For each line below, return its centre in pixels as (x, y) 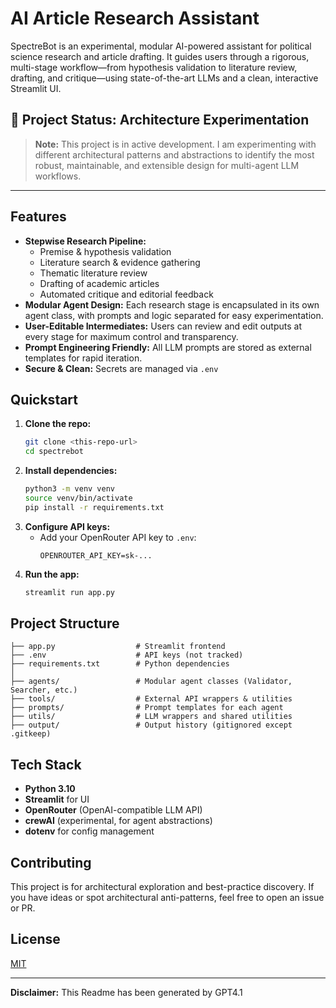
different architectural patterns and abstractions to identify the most (174, 154)
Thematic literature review (93, 273)
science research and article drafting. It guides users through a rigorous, (160, 56)
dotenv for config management (89, 831)
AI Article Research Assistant (135, 18)
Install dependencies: (71, 471)
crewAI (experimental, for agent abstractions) (118, 821)
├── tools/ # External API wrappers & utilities (151, 699)
